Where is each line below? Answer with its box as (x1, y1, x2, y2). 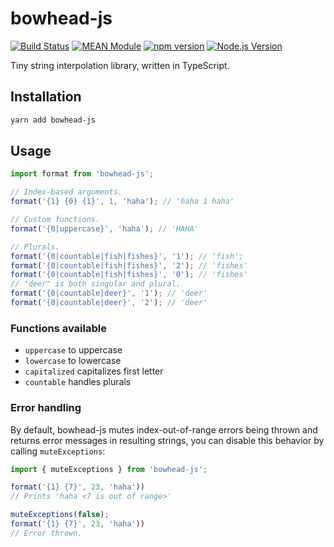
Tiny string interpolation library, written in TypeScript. (10, 59, 230, 71)
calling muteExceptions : (10, 445, 106, 457)
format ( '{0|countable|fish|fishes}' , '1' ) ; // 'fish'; (10, 251, 244, 261)
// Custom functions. (10, 215, 101, 225)
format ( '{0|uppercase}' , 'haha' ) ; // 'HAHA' (10, 223, 199, 234)
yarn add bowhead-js (10, 115, 97, 125)
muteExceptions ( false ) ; (10, 510, 110, 520)
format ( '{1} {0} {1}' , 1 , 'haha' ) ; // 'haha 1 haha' (10, 197, 235, 207)
